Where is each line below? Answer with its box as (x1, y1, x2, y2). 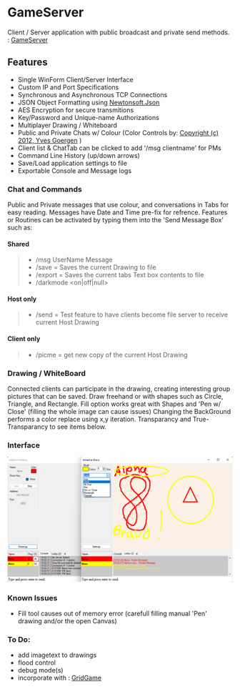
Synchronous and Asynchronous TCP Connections (17, 90, 168, 99)
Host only (7, 294, 37, 303)
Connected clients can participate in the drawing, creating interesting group (7, 384, 231, 393)
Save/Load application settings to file (17, 159, 127, 167)
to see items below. (49, 422, 107, 431)
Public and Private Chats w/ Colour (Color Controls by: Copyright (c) (17, 128, 219, 137)
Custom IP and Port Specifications (17, 83, 119, 91)
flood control (17, 658, 56, 667)
